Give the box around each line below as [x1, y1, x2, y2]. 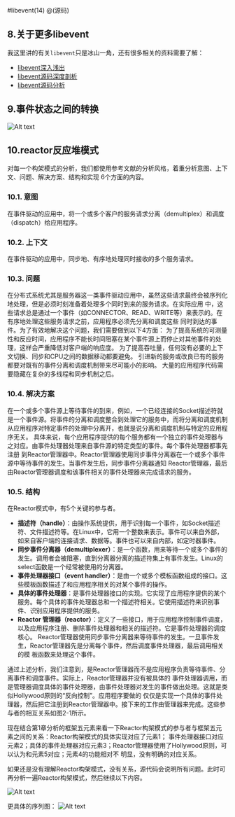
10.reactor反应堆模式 [7, 144, 99, 156]
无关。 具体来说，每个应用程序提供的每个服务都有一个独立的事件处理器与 [13, 433, 224, 441]
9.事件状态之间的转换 [7, 104, 99, 116]
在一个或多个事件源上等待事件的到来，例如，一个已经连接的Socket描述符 [7, 406, 218, 414]
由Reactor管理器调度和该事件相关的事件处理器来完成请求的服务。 [7, 468, 196, 476]
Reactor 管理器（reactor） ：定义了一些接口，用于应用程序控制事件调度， [17, 615, 227, 623]
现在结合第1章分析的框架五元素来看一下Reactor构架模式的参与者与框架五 [7, 723, 216, 732]
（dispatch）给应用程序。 [7, 218, 82, 226]
